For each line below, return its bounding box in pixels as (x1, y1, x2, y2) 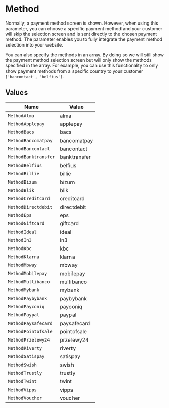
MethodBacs (8, 129, 34, 135)
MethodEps (8, 212, 32, 218)
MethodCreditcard (8, 195, 50, 201)
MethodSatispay (8, 353, 45, 359)
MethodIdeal (8, 229, 37, 235)
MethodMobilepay (8, 270, 47, 276)
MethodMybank (8, 287, 40, 293)
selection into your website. (5, 41, 63, 48)
